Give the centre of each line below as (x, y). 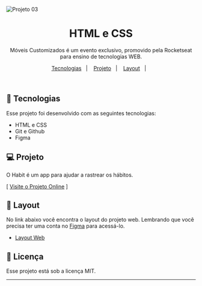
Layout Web (30, 238)
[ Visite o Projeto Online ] (37, 186)
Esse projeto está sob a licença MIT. (51, 271)
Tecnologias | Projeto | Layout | (99, 68)
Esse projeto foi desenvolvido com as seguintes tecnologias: (81, 113)
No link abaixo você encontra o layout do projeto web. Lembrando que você (100, 220)
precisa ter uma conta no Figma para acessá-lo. (66, 226)
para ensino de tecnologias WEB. (101, 56)
